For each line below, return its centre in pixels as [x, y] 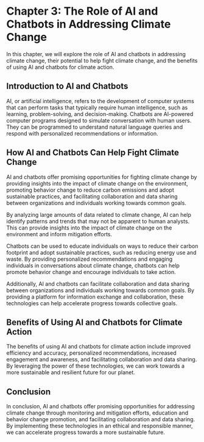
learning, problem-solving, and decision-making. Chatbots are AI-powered [100, 114]
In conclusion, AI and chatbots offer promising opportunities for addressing [100, 407]
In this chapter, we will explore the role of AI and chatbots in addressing [96, 54]
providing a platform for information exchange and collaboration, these [95, 297]
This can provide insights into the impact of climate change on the [89, 228]
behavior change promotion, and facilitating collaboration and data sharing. [101, 419]
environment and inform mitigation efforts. [59, 234]
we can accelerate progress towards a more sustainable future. [86, 432]
